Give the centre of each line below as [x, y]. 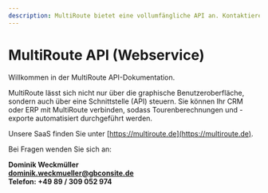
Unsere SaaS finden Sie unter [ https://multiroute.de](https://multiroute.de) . [131, 133]
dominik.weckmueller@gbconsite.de [71, 173]
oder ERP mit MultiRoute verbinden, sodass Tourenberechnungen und [123, 109]
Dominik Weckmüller [43, 164]
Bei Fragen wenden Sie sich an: [60, 149]
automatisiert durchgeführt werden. [94, 118]
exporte [21, 118]
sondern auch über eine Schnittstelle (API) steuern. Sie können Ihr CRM [126, 101]
